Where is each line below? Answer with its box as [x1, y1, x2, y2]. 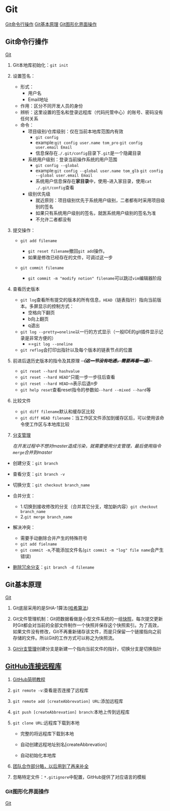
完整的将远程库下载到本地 [20, 731, 74, 737]
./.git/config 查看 [35, 184, 75, 190]
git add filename [20, 238, 58, 243]
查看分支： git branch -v [12, 471, 65, 477]
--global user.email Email [35, 173, 93, 178]
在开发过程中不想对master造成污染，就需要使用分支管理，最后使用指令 [12, 443, 161, 449]
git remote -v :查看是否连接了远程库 [12, 687, 89, 694]
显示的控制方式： [38, 303, 74, 309]
